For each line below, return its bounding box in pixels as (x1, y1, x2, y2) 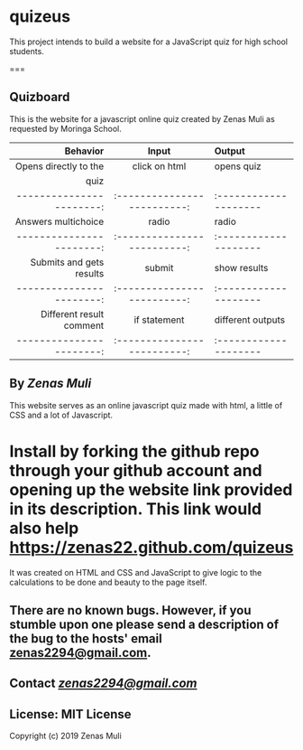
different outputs (214, 314, 286, 326)
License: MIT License (9, 707, 132, 722)
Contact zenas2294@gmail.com (9, 676, 197, 691)
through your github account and (9, 460, 263, 481)
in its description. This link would (9, 499, 262, 519)
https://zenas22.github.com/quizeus (9, 537, 294, 558)
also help (9, 518, 79, 539)
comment (63, 319, 105, 332)
